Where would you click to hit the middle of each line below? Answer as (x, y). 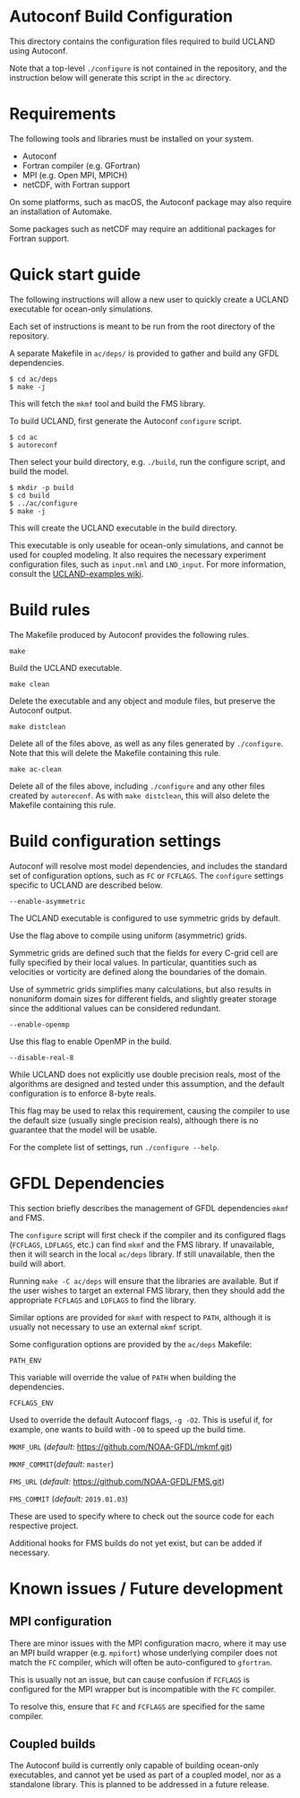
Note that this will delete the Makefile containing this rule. (115, 753)
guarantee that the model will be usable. (83, 1130)
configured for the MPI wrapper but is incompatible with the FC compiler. (143, 1689)
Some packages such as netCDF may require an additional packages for (142, 228)
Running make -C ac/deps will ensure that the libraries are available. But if (144, 1281)
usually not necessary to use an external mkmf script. (106, 1327)
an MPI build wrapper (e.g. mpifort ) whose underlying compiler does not (143, 1652)
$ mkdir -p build (42, 487)
